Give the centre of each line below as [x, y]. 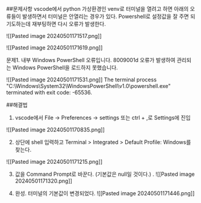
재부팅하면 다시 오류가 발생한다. [69, 24]
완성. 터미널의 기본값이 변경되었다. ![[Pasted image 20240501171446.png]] [105, 193]
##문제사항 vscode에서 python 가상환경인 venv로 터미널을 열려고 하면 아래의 [97, 9]
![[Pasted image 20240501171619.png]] [54, 48]
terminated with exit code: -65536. [49, 92]
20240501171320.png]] [43, 181]
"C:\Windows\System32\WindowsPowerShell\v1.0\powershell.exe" [88, 86]
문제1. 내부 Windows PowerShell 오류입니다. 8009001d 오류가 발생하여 [91, 60]
